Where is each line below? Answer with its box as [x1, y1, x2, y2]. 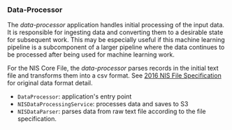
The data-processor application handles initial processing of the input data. [7, 21, 225, 29]
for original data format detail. [7, 79, 93, 87]
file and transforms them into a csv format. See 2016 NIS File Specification [7, 71, 222, 80]
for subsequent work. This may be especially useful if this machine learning [7, 36, 225, 44]
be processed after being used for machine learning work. [7, 50, 175, 59]
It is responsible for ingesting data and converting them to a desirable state [7, 28, 224, 36]
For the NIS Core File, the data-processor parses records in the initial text [7, 64, 219, 73]
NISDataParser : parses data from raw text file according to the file [17, 107, 206, 116]
